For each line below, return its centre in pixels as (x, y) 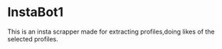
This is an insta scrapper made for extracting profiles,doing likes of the (111, 31)
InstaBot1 (36, 12)
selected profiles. (33, 38)
